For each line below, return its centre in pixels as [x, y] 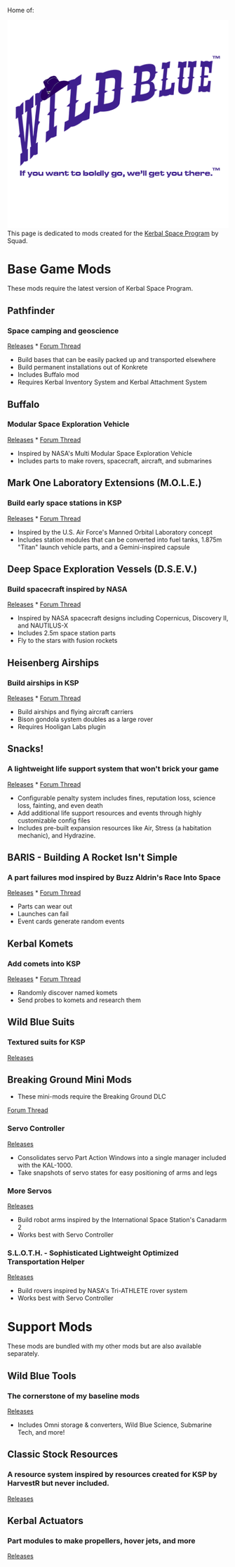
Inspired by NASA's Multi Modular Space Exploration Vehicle [105, 453]
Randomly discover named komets [67, 992]
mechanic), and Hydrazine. [56, 835]
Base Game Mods [59, 269]
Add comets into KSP [44, 963]
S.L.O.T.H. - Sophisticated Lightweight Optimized [93, 1253]
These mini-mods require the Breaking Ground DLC [92, 1097]
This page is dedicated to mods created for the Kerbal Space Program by [113, 233]
